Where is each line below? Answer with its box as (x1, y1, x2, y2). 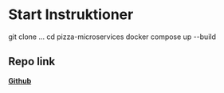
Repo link (8, 55, 56, 68)
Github (8, 76, 32, 85)
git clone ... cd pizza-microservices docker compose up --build (8, 32, 217, 41)
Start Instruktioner (8, 6, 134, 24)
